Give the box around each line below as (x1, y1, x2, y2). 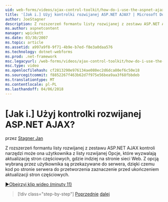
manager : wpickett (5, 31, 43, 36)
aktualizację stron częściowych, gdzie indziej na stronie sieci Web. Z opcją (5, 156, 159, 162)
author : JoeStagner (5, 17, 46, 22)
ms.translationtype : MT (5, 77, 55, 82)
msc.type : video (5, 63, 39, 68)
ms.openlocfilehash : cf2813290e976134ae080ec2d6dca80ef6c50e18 (5, 68, 140, 73)
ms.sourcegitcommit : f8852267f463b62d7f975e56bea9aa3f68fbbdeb (5, 73, 140, 78)
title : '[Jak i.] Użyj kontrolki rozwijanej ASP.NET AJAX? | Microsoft (5, 12, 157, 17)
